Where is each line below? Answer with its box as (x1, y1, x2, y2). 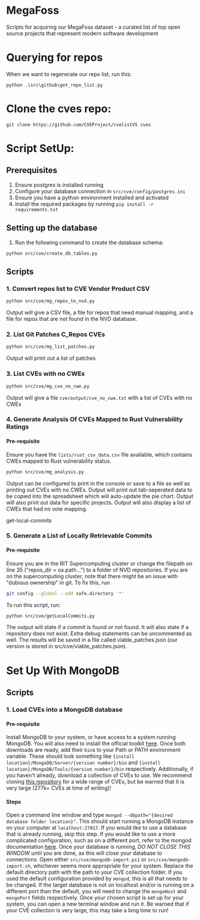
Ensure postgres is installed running (14, 181, 104, 189)
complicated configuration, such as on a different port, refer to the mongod (6, 837, 192, 844)
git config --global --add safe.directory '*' (6, 590, 125, 596)
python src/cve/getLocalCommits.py (6, 613, 95, 619)
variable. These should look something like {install (6, 752, 135, 760)
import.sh (6, 863, 31, 870)
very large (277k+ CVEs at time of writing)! (6, 785, 112, 792)
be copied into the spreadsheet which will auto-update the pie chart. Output (6, 492, 193, 500)
